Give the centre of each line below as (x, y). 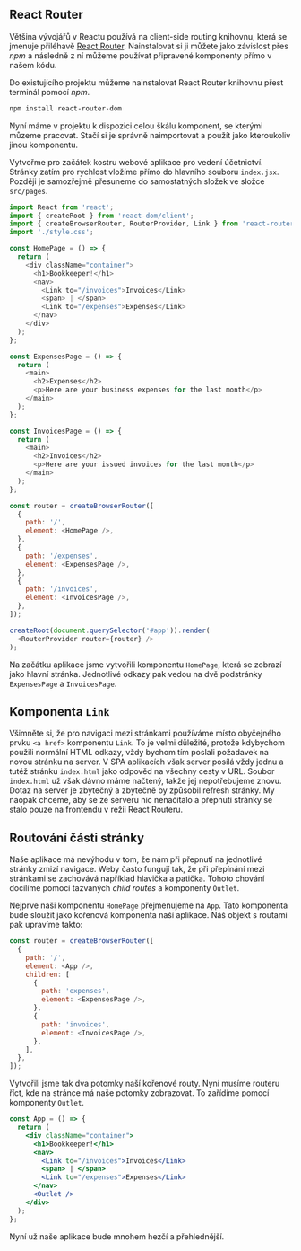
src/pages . (29, 190)
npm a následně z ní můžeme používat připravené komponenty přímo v (141, 55)
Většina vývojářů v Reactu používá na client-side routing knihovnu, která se (148, 36)
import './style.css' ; (52, 233)
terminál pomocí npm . (50, 92)
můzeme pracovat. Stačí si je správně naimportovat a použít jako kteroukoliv (150, 135)
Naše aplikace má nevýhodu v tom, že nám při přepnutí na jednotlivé (136, 859)
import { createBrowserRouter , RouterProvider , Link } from (124, 224)
